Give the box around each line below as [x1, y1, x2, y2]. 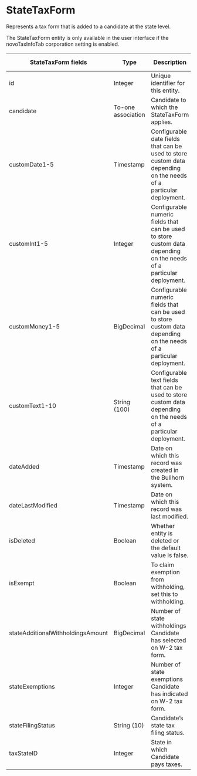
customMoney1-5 [9, 322, 60, 330]
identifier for [151, 79, 185, 87]
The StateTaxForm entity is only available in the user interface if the [6, 34, 169, 41]
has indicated [151, 690, 188, 698]
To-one [113, 103, 135, 111]
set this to [151, 590, 178, 598]
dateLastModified [9, 501, 57, 509]
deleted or [151, 536, 179, 544]
